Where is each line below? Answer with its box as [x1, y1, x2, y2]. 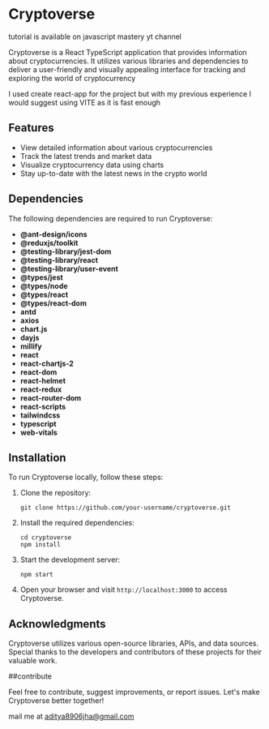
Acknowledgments [8, 617, 107, 631]
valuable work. [8, 656, 58, 666]
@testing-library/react [19, 255, 99, 264]
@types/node [19, 281, 68, 290]
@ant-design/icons [19, 229, 88, 239]
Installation [8, 451, 66, 465]
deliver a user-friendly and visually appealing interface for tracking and [8, 64, 246, 74]
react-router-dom [19, 392, 82, 402]
